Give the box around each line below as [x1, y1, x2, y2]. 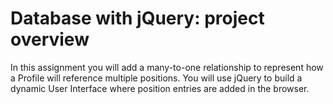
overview [10, 28, 90, 51]
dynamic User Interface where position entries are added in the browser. [10, 82, 310, 94]
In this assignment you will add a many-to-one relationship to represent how [10, 61, 324, 73]
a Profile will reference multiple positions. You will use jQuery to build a [10, 72, 303, 84]
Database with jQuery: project [10, 7, 265, 30]
